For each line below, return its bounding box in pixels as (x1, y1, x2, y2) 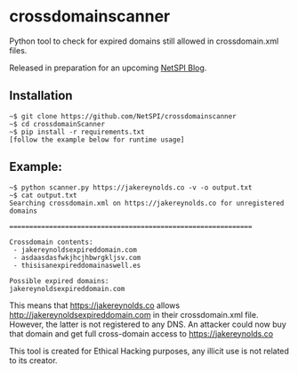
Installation (9, 88, 73, 103)
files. (9, 45, 28, 55)
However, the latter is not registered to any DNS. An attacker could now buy (9, 319, 286, 329)
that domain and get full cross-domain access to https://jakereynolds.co (9, 328, 274, 339)
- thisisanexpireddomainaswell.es (12, 261, 141, 270)
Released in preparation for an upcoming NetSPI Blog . (9, 62, 207, 73)
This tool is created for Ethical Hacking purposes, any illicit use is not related (9, 345, 289, 356)
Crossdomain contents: (9, 238, 93, 247)
